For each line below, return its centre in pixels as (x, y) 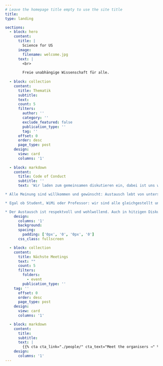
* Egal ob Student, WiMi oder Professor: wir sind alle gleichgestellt (79, 203)
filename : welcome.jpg (45, 54)
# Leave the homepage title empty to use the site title (64, 9)
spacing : (27, 230)
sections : (15, 27)
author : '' (33, 113)
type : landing (19, 18)
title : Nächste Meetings (43, 257)
